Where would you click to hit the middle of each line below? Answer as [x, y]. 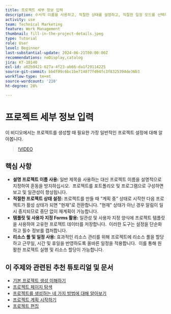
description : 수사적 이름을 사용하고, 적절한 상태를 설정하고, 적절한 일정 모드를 [80, 15]
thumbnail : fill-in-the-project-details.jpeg [54, 34]
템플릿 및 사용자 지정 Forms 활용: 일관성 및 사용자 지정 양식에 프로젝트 [82, 218]
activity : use [20, 19]
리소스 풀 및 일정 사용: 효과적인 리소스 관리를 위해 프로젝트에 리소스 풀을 [83, 237]
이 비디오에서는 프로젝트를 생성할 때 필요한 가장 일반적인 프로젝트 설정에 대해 [81, 132]
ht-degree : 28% [21, 86]
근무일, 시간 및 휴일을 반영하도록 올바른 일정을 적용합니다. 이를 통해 [89, 244]
